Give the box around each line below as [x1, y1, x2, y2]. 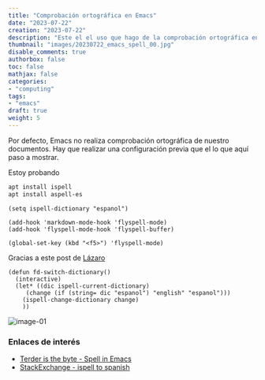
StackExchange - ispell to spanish [19, 362, 130, 371]
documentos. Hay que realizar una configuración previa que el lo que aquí [8, 143, 249, 154]
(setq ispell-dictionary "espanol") [8, 204, 129, 213]
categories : [8, 77, 47, 85]
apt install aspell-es [8, 190, 83, 198]
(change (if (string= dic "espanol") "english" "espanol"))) [25, 289, 231, 296]
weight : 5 [8, 114, 41, 122]
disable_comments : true [8, 48, 87, 56]
